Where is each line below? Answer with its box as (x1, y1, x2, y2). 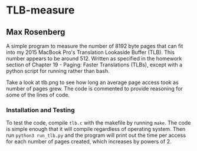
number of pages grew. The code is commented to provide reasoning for (6, 85, 183, 92)
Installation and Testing (6, 106, 75, 114)
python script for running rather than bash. (6, 68, 110, 74)
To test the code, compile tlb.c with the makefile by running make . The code (6, 119, 191, 126)
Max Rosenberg (6, 27, 65, 37)
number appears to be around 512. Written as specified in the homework (6, 55, 182, 62)
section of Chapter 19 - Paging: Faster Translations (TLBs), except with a (6, 61, 183, 68)
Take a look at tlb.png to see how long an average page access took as (6, 79, 179, 86)
